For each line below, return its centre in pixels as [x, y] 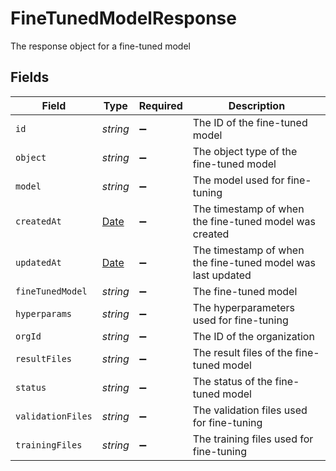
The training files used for [253, 439]
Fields [30, 77]
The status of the [232, 381]
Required [160, 105]
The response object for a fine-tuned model [100, 46]
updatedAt [38, 262]
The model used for [238, 180]
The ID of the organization [253, 336]
